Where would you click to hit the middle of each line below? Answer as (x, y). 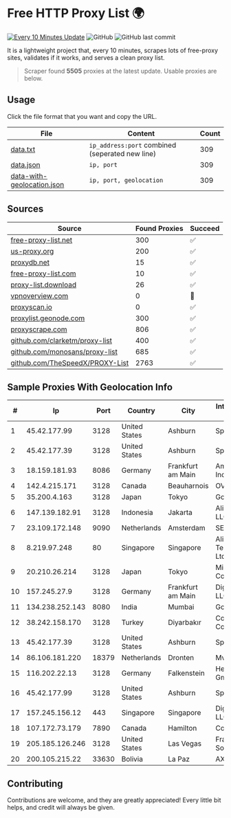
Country (142, 411)
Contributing (35, 783)
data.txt (23, 149)
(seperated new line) (123, 153)
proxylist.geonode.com (48, 318)
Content (141, 133)
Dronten (181, 658)
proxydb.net (30, 262)
